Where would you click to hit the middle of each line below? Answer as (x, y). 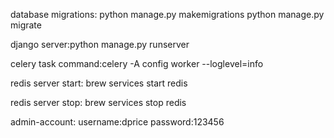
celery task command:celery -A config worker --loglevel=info (137, 63)
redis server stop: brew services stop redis (98, 102)
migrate (26, 25)
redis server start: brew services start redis (99, 83)
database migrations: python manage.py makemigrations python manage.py (167, 14)
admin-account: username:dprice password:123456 (117, 122)
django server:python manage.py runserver (100, 44)
